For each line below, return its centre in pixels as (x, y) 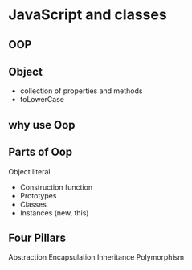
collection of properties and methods (81, 91)
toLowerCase (42, 100)
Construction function (56, 187)
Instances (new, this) (54, 213)
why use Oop (42, 125)
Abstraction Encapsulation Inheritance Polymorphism (96, 257)
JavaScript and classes (88, 15)
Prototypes (38, 195)
